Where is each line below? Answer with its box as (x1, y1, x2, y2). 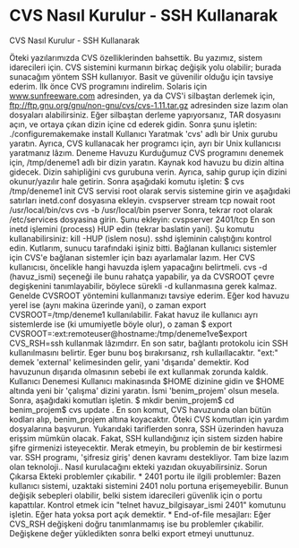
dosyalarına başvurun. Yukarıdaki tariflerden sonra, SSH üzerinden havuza (9, 423, 285, 434)
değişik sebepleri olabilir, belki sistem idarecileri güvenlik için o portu (9, 490, 262, 501)
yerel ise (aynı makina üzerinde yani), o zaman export (9, 299, 207, 310)
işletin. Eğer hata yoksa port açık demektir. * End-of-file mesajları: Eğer (9, 509, 271, 519)
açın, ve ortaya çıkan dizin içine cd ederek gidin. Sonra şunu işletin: (9, 118, 258, 130)
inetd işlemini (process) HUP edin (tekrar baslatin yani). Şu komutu (9, 223, 255, 234)
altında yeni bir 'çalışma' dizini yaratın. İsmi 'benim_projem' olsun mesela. (9, 385, 280, 396)
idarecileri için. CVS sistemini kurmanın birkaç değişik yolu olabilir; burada (9, 62, 282, 73)
